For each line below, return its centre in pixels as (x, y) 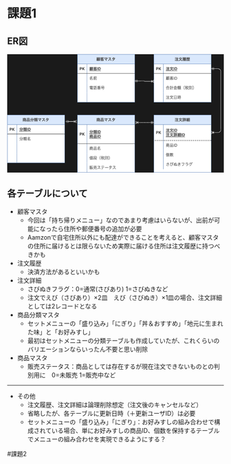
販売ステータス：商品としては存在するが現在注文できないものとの (121, 366)
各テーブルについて (47, 194)
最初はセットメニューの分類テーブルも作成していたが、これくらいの (123, 340)
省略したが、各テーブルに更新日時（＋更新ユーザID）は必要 (111, 413)
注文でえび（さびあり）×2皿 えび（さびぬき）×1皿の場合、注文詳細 (125, 297)
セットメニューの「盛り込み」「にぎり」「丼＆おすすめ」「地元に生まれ (125, 323)
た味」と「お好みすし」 (60, 332)
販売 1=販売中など (90, 375)
